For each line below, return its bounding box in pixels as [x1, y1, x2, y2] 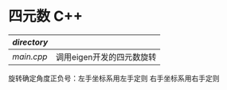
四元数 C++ [8, 7, 84, 25]
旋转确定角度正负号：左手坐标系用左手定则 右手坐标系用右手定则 [8, 73, 220, 83]
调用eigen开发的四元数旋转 [55, 51, 157, 62]
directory [12, 37, 49, 48]
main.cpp [12, 51, 48, 62]
